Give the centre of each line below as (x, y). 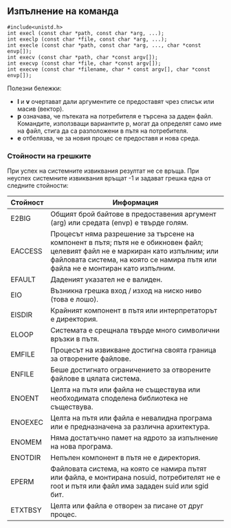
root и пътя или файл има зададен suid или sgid (130, 486)
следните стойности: (38, 186)
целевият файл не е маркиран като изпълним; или (134, 251)
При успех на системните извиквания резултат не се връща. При (103, 171)
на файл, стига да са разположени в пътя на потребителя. (102, 131)
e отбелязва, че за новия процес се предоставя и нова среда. (109, 138)
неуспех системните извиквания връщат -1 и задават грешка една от (109, 178)
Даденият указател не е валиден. (107, 279)
